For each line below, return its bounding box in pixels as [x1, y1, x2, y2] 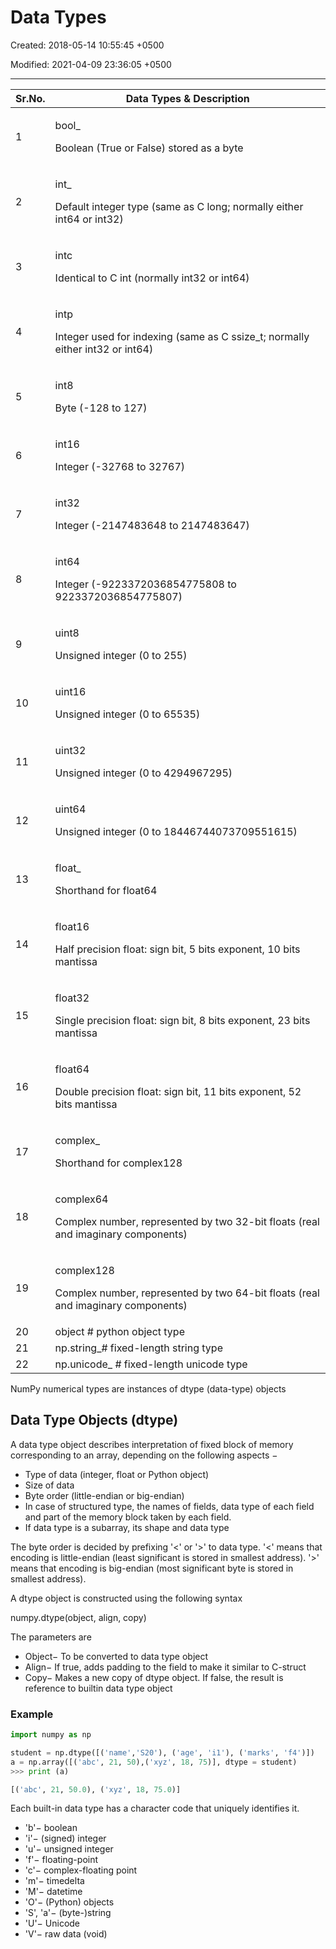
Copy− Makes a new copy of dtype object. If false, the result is [24, 1671, 284, 1683]
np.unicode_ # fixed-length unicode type [54, 1357, 248, 1371]
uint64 [54, 802, 87, 816]
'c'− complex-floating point [24, 1864, 138, 1876]
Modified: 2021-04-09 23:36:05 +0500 [10, 58, 172, 70]
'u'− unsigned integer [24, 1843, 114, 1855]
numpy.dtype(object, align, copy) [10, 1611, 147, 1623]
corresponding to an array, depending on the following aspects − [10, 1449, 278, 1461]
